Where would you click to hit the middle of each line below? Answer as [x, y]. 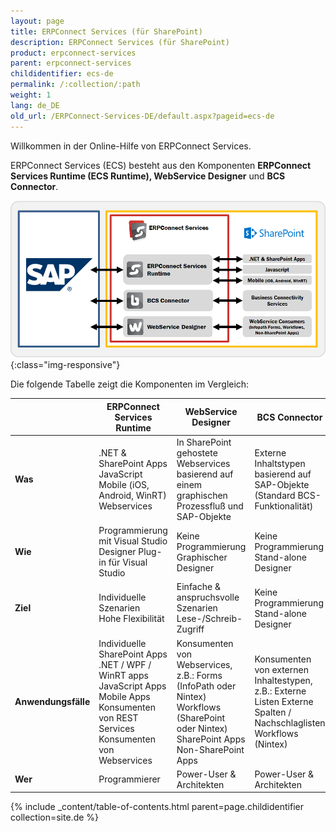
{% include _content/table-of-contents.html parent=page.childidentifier [157, 807]
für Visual [128, 562]
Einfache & [198, 587]
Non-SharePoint [210, 749]
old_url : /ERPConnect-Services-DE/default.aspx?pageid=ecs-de [142, 116]
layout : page [37, 21]
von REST [118, 717]
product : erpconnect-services [73, 53]
